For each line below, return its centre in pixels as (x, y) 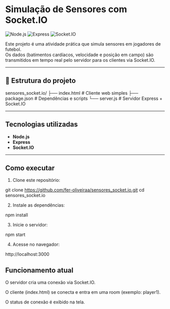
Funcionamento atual (39, 270)
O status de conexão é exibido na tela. (45, 302)
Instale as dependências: (38, 205)
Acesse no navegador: (36, 245)
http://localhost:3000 (27, 254)
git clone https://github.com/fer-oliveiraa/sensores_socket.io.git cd (75, 190)
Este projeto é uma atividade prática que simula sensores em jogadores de (83, 44)
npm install (17, 215)
